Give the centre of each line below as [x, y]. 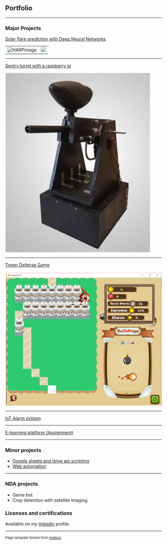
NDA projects [22, 484]
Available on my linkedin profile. [38, 524]
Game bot [23, 495]
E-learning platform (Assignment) [39, 433]
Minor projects [23, 450]
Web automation [29, 466]
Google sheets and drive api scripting [51, 461]
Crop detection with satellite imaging [50, 500]
